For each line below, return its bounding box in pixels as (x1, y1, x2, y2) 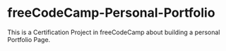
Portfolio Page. (7, 35, 51, 43)
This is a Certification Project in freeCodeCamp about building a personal (7, 28, 220, 36)
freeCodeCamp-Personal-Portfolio (7, 5, 215, 21)
